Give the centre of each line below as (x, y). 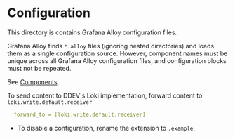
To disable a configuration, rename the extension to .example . (106, 128)
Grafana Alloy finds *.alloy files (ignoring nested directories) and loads (111, 46)
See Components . (33, 81)
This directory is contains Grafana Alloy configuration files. (92, 32)
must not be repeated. (39, 68)
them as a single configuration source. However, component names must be (117, 53)
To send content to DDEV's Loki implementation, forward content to (105, 95)
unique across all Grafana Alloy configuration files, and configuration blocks (117, 60)
